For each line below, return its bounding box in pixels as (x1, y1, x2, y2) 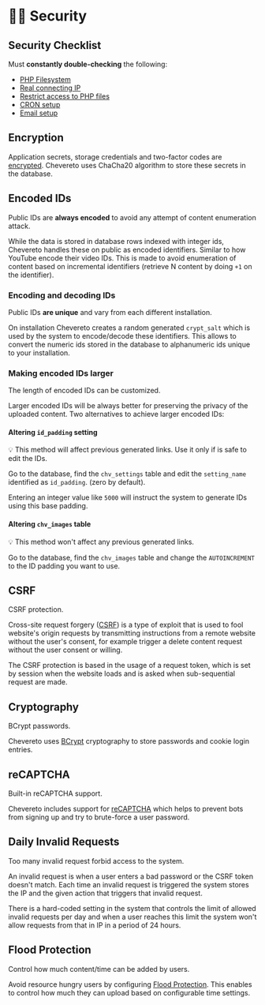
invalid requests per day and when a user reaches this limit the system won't (8, 912, 257, 921)
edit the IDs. (8, 454, 47, 463)
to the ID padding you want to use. (8, 561, 121, 571)
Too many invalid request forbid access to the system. (8, 856, 185, 865)
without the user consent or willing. (8, 645, 123, 654)
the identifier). (8, 270, 54, 279)
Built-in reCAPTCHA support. (8, 789, 103, 798)
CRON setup (19, 100, 61, 109)
